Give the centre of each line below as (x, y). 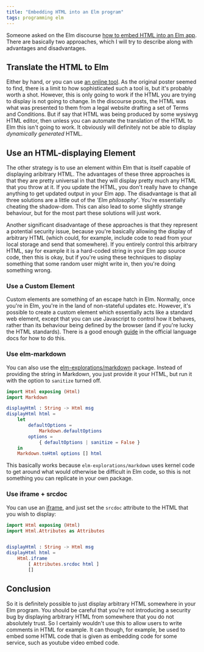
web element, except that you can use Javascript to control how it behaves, (101, 319)
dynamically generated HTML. (45, 134)
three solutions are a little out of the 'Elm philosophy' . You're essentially (96, 200)
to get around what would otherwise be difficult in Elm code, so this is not (98, 472)
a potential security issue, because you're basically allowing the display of (100, 231)
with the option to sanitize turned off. (54, 380)
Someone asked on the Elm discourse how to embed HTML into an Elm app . (101, 35)
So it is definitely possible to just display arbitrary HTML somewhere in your (101, 603)
